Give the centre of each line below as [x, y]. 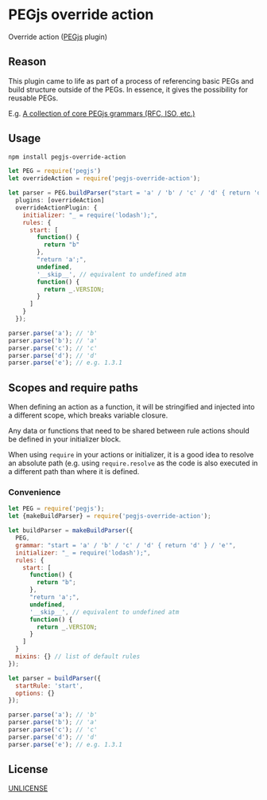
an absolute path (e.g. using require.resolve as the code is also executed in [133, 463]
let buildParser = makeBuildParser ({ [71, 531]
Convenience [35, 492]
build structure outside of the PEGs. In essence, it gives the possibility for [128, 89]
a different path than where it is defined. [74, 472]
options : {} [35, 693]
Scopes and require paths [74, 388]
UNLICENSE [28, 788]
